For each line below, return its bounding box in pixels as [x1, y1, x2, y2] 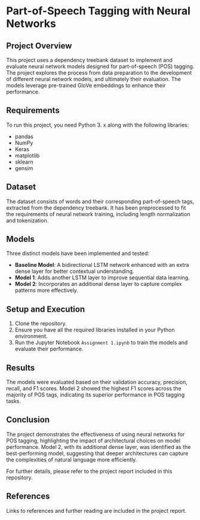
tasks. [6, 398, 21, 405]
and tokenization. [6, 217, 49, 224]
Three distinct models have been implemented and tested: [6, 250, 150, 257]
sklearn [14, 158, 34, 165]
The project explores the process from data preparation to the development [6, 69, 192, 76]
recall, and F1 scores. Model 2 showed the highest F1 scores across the [6, 385, 181, 392]
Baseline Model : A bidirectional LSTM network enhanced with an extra [14, 261, 189, 269]
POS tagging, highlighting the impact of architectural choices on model [6, 437, 181, 444]
